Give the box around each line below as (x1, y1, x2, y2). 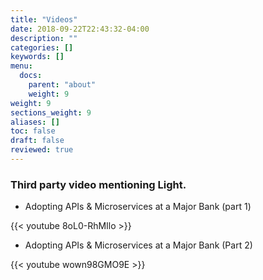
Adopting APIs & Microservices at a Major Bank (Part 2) (24, 239, 253, 251)
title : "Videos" (10, 14, 78, 25)
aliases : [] (10, 117, 60, 127)
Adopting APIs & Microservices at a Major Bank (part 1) (24, 201, 252, 213)
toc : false (10, 126, 56, 136)
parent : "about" (28, 80, 97, 90)
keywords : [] (10, 52, 65, 62)
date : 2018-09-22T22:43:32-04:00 (10, 24, 150, 34)
